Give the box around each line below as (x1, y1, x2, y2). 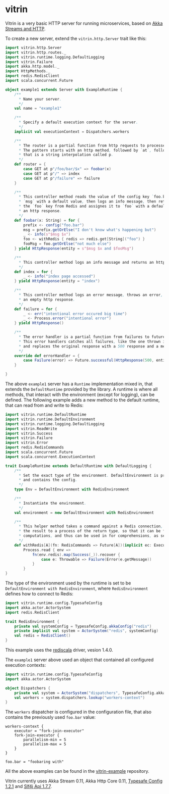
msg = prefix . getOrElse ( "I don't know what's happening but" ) (23, 227, 156, 232)
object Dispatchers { (5, 685, 51, 690)
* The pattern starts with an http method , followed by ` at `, (18, 147, 152, 153)
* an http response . (18, 209, 62, 214)
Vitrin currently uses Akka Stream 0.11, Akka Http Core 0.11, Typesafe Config (5, 778, 162, 784)
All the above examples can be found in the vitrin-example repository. (5, 768, 149, 774)
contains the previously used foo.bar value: (5, 714, 96, 720)
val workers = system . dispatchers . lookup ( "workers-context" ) (14, 695, 145, 700)
